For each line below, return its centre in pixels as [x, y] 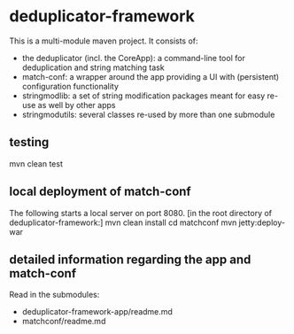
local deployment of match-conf [101, 192]
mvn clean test [36, 163]
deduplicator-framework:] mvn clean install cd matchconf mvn [123, 222]
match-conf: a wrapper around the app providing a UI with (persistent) [151, 76]
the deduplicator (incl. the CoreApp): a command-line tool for [133, 58]
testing [29, 142]
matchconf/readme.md [64, 322]
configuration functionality [70, 86]
